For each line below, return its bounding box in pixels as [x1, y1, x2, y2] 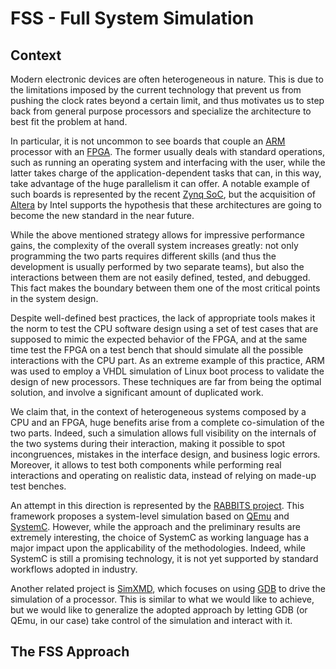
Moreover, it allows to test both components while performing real [10, 459, 282, 471]
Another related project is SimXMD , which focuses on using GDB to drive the [10, 583, 326, 594]
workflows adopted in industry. [10, 563, 138, 575]
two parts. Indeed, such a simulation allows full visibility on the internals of [10, 427, 317, 439]
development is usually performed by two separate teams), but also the [10, 261, 305, 272]
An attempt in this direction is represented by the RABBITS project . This [10, 500, 305, 511]
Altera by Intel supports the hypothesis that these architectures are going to [10, 199, 322, 211]
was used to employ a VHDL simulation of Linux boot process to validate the [10, 365, 325, 377]
